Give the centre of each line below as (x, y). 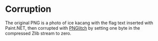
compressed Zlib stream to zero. (38, 33)
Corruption (28, 9)
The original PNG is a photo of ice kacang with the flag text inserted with (79, 23)
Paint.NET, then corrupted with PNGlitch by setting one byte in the (73, 28)
